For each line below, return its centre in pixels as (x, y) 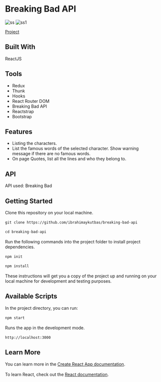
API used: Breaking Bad (29, 186)
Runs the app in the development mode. (45, 328)
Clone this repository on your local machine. (49, 213)
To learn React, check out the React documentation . (57, 374)
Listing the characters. (34, 143)
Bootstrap (22, 116)
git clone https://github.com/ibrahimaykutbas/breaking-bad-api (71, 223)
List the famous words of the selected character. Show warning (75, 148)
